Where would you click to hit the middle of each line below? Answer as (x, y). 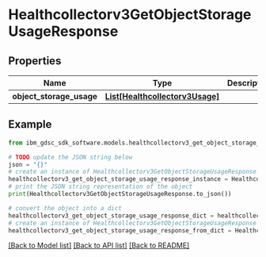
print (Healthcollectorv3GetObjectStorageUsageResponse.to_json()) (120, 194)
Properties (35, 61)
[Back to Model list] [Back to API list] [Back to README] (99, 245)
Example (30, 125)
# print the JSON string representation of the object (101, 187)
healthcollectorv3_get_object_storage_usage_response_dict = (111, 216)
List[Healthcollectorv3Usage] (162, 96)
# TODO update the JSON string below (70, 157)
